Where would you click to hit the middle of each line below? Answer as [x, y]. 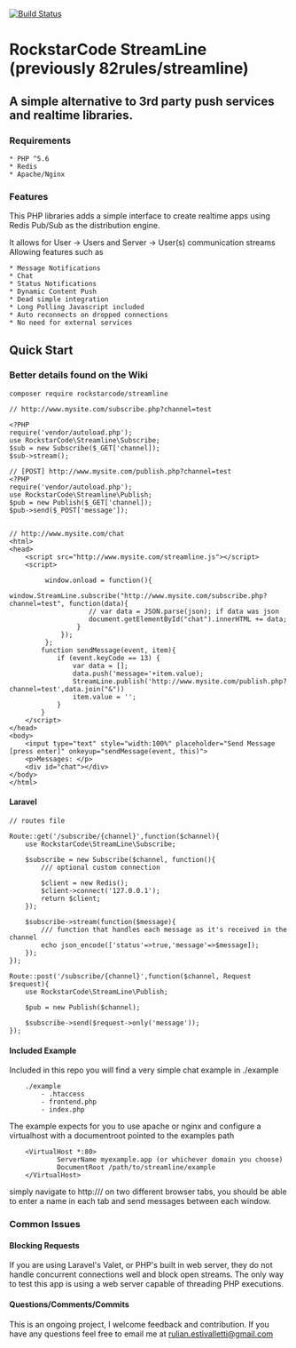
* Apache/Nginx [37, 174]
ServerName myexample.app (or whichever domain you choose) [170, 1160]
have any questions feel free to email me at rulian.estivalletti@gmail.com [141, 1334]
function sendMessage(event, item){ [109, 650]
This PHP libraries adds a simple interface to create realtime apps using [140, 216]
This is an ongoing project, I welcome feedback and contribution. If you [140, 1324]
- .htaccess [63, 1094]
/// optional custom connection [101, 868]
